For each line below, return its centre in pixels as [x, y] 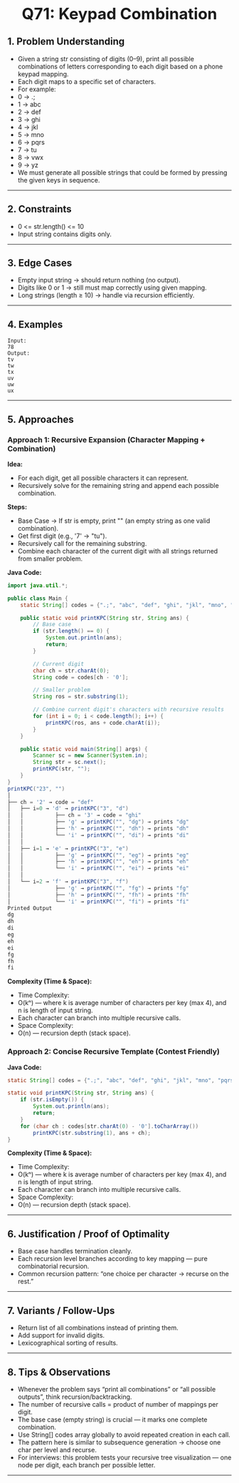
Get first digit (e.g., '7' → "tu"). [62, 536]
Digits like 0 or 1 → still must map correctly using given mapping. [112, 287]
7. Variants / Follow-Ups [61, 1311]
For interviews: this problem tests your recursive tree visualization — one [124, 1457]
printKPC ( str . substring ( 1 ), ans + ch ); [92, 1133]
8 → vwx [31, 157]
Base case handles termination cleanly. [75, 1251]
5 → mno [31, 134]
